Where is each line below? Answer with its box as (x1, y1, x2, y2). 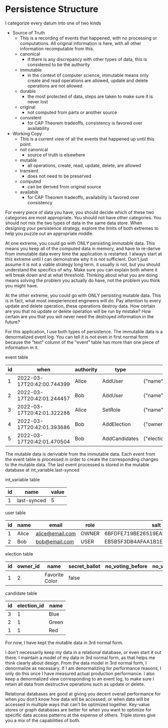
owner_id (17, 563, 40, 570)
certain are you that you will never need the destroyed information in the (5, 313, 154, 319)
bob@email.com (35, 538, 74, 545)
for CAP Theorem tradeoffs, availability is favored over (27, 194, 139, 200)
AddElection (102, 421, 131, 428)
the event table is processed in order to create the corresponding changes (5, 456, 158, 462)
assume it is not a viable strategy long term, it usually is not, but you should (5, 261, 160, 267)
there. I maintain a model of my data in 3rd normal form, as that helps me (5, 655, 155, 661)
